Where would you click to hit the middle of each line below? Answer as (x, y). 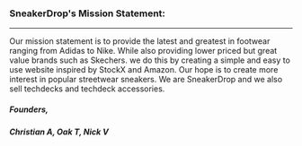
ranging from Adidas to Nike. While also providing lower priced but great (143, 51)
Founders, (29, 109)
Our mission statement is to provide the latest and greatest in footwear (140, 41)
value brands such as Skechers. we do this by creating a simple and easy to (150, 60)
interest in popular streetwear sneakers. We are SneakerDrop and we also (146, 80)
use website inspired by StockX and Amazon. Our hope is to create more (144, 70)
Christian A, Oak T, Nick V (59, 132)
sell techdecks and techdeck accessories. (87, 89)
